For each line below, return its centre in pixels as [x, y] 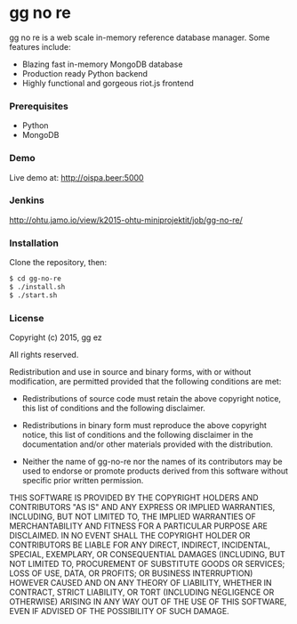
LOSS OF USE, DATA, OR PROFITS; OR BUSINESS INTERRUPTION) [131, 573]
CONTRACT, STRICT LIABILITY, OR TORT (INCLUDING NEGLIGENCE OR [142, 592]
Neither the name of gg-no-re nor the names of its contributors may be [152, 462]
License [27, 318]
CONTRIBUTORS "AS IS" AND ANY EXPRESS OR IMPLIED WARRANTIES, [142, 507]
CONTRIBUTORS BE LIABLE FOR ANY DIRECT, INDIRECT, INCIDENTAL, [140, 545]
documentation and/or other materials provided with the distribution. [147, 444]
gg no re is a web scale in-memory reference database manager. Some [140, 37]
